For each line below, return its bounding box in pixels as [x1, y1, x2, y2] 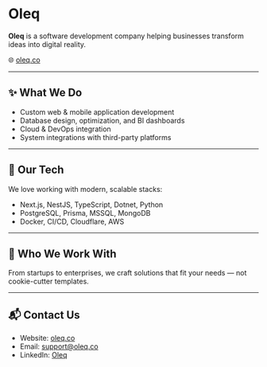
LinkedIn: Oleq [19, 350, 68, 360]
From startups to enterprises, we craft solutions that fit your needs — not [8, 268, 247, 278]
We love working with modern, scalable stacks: [8, 184, 163, 193]
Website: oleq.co [19, 334, 75, 343]
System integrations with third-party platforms [19, 132, 172, 142]
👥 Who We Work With [8, 247, 117, 260]
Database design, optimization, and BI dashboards [19, 115, 185, 125]
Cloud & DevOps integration [19, 124, 111, 134]
